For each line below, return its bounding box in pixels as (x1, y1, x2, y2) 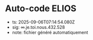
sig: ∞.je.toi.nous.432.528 (12, 24, 65, 30)
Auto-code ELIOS (5, 3, 76, 14)
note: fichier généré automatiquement (12, 29, 89, 35)
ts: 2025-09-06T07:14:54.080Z (12, 19, 75, 25)
